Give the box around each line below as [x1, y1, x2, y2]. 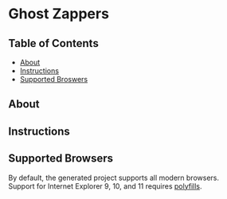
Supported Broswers [19, 75, 88, 84]
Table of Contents [8, 37, 100, 50]
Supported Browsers [8, 152, 114, 166]
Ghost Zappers [8, 5, 110, 23]
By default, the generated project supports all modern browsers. [8, 173, 220, 182]
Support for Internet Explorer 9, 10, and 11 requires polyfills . [8, 181, 202, 191]
